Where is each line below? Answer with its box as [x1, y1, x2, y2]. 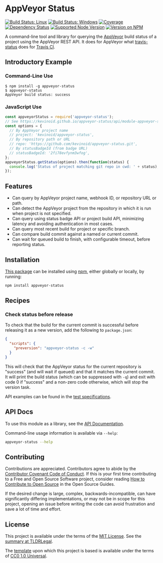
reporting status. [12, 242, 46, 247]
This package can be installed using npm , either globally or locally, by [5, 268, 145, 274]
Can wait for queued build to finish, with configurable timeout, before [12, 236, 150, 242]
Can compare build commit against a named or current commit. [12, 231, 139, 237]
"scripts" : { [9, 341, 36, 346]
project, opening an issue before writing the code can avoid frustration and [5, 501, 155, 507]
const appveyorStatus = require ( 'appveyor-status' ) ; [5, 114, 114, 119]
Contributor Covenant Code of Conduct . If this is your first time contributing [5, 471, 156, 477]
